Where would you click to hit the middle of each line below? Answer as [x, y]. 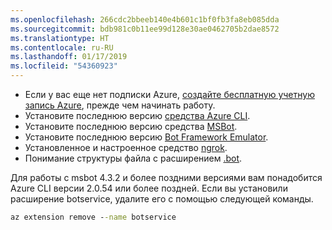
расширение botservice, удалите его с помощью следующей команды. [162, 199]
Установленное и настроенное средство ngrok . [126, 147]
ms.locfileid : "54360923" [64, 66]
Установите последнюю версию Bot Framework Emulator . [146, 137]
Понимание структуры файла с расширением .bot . [133, 158]
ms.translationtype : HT [60, 38]
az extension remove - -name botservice [93, 217]
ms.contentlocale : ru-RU [62, 47]
